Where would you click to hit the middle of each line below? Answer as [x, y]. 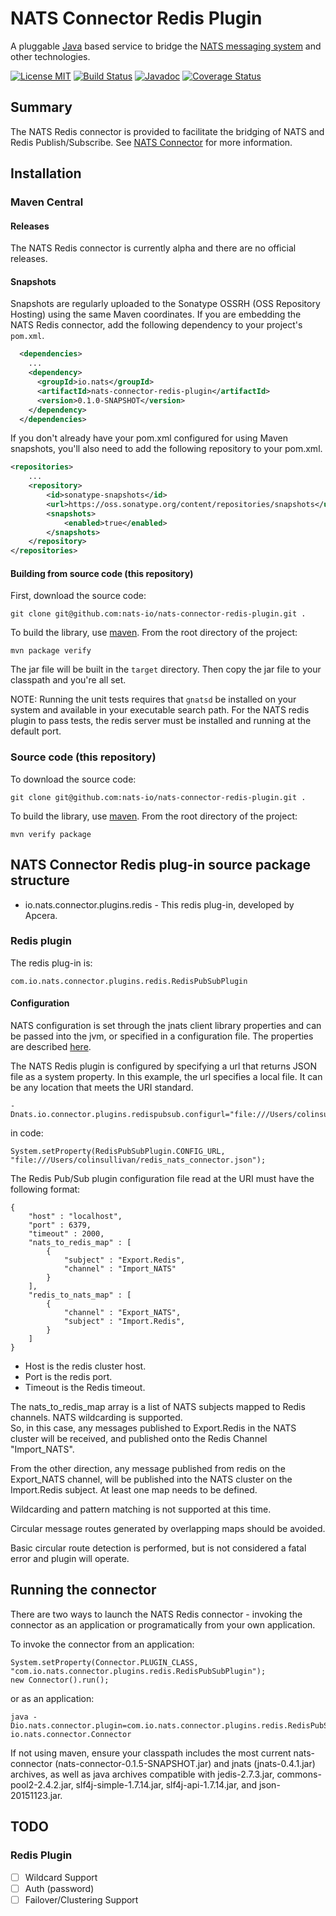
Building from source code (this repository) [102, 573]
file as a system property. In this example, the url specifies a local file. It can [166, 1077]
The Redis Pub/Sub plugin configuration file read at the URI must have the [162, 1179]
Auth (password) [59, 1888]
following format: [45, 1189]
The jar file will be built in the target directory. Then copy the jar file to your [166, 669]
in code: [27, 1133]
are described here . [51, 1047]
